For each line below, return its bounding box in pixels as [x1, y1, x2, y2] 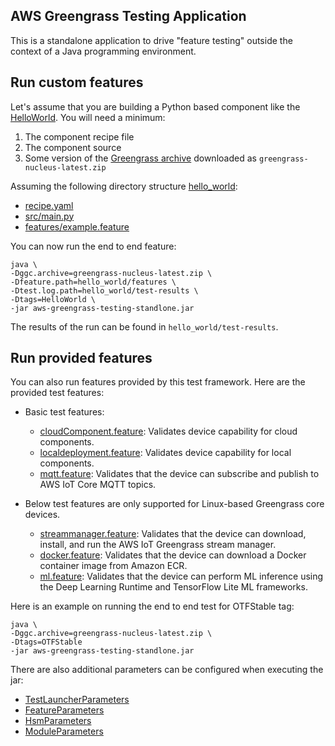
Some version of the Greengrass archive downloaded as [24, 152, 257, 164]
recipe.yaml [24, 199, 74, 211]
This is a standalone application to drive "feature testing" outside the [10, 34, 293, 46]
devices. [24, 509, 61, 521]
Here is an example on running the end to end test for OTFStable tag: [10, 600, 295, 613]
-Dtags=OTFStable [10, 637, 83, 648]
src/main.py [24, 210, 75, 222]
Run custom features [10, 74, 144, 91]
